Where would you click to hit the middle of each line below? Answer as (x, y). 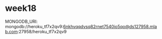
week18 (21, 8)
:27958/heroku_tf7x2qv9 (42, 31)
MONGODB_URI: (21, 21)
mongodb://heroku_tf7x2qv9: (34, 26)
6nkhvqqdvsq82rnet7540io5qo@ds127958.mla (110, 26)
